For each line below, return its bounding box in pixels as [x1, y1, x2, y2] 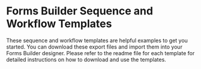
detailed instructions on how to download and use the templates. [6, 56, 166, 63]
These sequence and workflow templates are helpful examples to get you [6, 37, 188, 44]
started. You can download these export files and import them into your [6, 43, 183, 50]
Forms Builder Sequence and [6, 4, 154, 18]
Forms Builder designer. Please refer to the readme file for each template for [6, 49, 195, 56]
